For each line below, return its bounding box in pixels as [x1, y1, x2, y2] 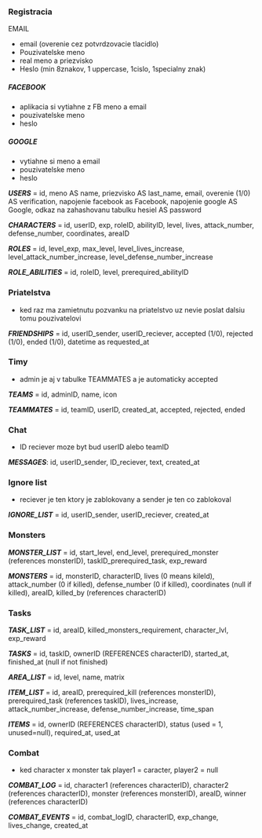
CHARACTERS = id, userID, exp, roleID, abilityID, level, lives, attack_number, [8, 221, 255, 230]
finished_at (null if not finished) [8, 657, 108, 667]
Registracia [8, 6, 53, 17]
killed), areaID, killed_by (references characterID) [8, 587, 167, 597]
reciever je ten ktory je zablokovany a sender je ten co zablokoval [19, 495, 231, 504]
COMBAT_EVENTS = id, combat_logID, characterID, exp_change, [8, 812, 219, 822]
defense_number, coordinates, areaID [8, 229, 130, 238]
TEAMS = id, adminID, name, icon [8, 390, 118, 399]
